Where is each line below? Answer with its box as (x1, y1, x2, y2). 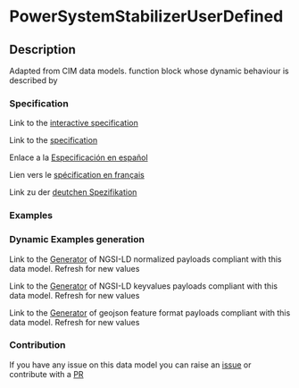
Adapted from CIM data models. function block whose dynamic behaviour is (9, 65, 289, 76)
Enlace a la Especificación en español (9, 152, 149, 163)
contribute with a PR (9, 368, 84, 379)
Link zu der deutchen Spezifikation (9, 187, 137, 198)
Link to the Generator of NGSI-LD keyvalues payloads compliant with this (9, 280, 278, 291)
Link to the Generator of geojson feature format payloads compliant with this (9, 307, 291, 318)
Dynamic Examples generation (9, 233, 145, 246)
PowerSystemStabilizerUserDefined (9, 6, 284, 27)
